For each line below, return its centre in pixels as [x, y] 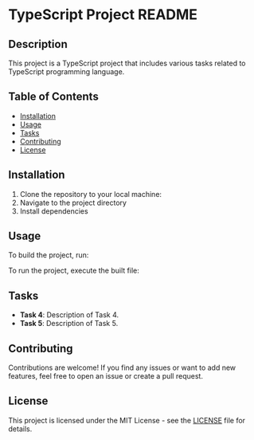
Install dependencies [54, 211]
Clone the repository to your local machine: [90, 194]
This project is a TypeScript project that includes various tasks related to [127, 63]
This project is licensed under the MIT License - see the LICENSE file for [127, 420]
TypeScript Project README [103, 15]
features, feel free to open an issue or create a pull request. [106, 376]
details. [20, 429]
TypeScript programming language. [66, 72]
